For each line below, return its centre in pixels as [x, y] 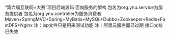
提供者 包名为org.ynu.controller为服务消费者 [55, 13]
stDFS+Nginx [19, 25]
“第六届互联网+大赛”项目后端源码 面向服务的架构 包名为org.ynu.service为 [82, 7]
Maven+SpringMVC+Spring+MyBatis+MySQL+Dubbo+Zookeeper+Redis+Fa [85, 19]
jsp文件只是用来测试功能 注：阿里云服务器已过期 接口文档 [103, 25]
